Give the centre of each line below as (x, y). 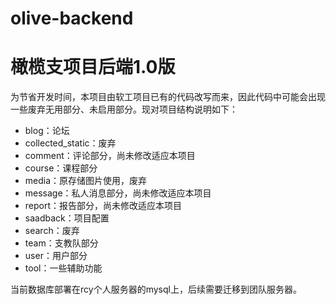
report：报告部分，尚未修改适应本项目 (103, 206)
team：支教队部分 (61, 243)
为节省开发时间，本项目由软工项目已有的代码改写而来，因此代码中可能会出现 (168, 97)
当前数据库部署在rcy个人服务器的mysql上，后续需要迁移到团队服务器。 (156, 289)
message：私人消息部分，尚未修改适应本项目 (118, 193)
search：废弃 (52, 231)
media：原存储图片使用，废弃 (86, 181)
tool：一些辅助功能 (63, 268)
